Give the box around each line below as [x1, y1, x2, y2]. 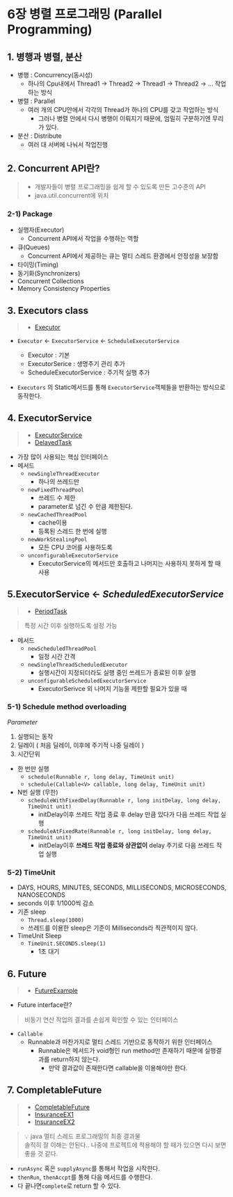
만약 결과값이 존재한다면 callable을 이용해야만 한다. [48, 1063, 188, 1072]
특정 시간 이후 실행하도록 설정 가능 [24, 621, 118, 630]
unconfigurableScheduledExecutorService [27, 677, 147, 684]
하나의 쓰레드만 [38, 477, 80, 486]
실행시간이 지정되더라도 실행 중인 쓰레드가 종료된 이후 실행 [38, 668, 196, 676]
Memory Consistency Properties [17, 285, 111, 293]
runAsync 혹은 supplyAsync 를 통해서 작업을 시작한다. [17, 1164, 160, 1173]
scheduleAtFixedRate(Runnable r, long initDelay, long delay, [27, 827, 212, 835]
